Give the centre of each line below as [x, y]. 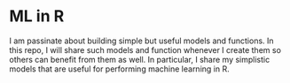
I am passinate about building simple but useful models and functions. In [141, 41]
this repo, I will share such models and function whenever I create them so [145, 49]
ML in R [37, 16]
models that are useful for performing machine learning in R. [119, 69]
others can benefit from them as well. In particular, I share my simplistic [140, 59]
